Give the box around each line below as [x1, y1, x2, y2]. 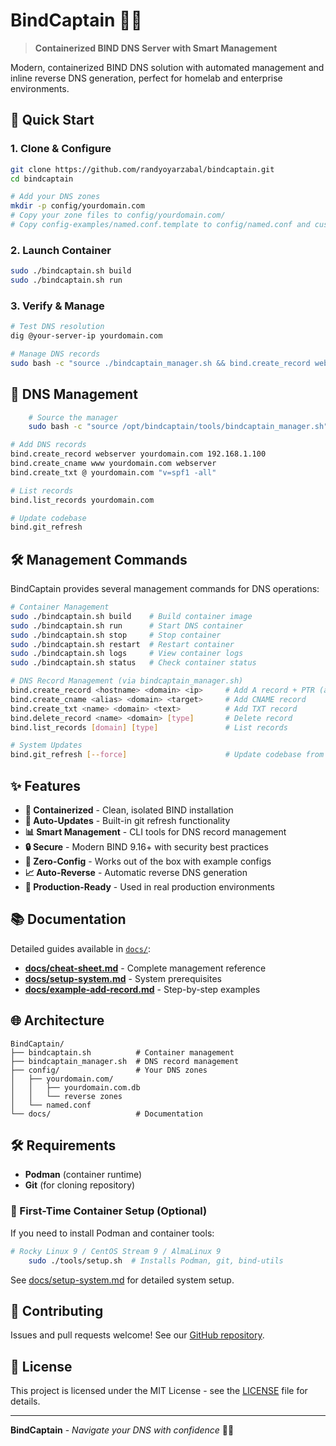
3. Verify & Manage [10, 299, 105, 313]
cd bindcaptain [10, 174, 74, 184]
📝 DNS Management [10, 386, 138, 403]
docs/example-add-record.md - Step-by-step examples [24, 983, 261, 995]
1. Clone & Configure [10, 142, 112, 156]
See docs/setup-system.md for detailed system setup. [10, 1274, 235, 1286]
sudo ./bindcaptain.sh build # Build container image [10, 611, 253, 621]
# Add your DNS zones [10, 192, 101, 202]
